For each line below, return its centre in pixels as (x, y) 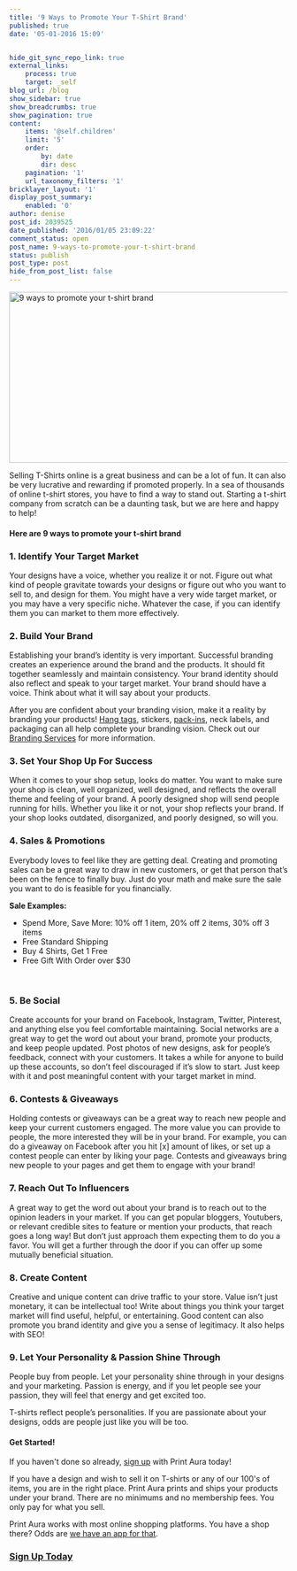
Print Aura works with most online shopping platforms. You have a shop (139, 1524)
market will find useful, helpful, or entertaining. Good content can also (137, 1315)
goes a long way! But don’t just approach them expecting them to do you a (145, 1236)
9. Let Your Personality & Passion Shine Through (115, 1357)
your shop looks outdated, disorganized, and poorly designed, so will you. (144, 818)
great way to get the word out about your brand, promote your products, (141, 1039)
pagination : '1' (55, 173)
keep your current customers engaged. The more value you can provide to (145, 1128)
